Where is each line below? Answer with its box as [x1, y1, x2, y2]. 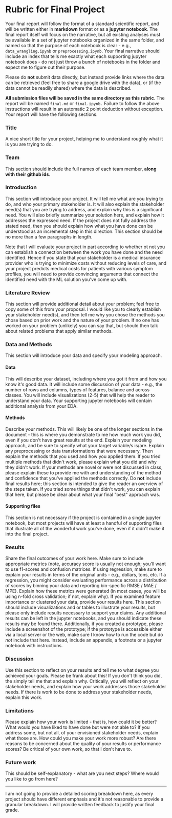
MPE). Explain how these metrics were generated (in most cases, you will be [5, 588, 166, 594]
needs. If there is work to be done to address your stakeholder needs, [5, 689, 153, 695]
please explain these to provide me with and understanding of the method [5, 469, 161, 475]
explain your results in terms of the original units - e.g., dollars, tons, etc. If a [5, 572, 166, 578]
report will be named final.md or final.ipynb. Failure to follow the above [5, 100, 160, 106]
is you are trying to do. [5, 141, 53, 147]
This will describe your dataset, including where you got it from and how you [5, 375, 167, 382]
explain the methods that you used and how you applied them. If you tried [5, 453, 161, 460]
